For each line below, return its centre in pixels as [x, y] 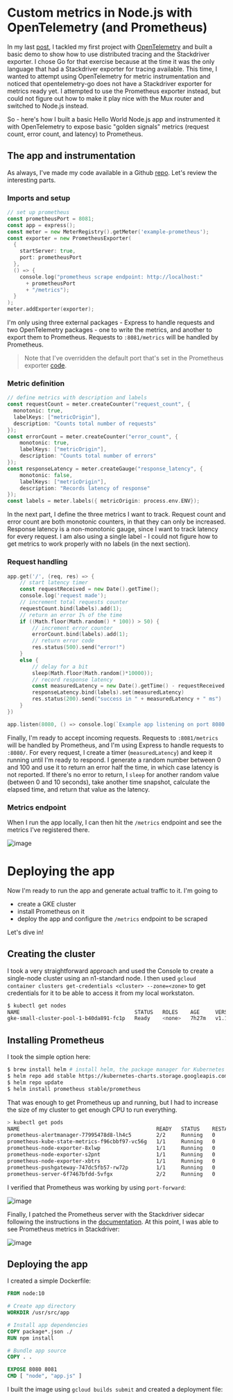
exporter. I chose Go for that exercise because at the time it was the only [111, 61]
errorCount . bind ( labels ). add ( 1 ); [80, 634]
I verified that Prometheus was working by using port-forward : [96, 1187]
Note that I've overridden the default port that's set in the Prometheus [124, 358]
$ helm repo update [35, 1082]
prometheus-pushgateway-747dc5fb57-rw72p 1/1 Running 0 [111, 1167]
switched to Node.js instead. [48, 106]
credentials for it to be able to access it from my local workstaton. [101, 993]
